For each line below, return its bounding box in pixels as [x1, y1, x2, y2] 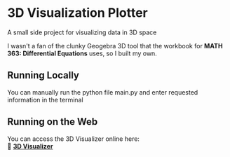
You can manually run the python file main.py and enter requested [7, 88, 198, 96]
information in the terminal [7, 95, 83, 104]
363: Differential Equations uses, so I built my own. [7, 49, 158, 57]
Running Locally [7, 69, 79, 81]
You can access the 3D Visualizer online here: [7, 135, 140, 143]
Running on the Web [7, 116, 98, 128]
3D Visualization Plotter [7, 5, 149, 21]
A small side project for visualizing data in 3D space [7, 28, 157, 36]
